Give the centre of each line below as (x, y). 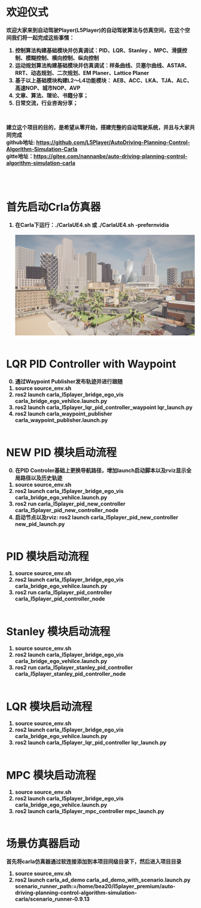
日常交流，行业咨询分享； (46, 103)
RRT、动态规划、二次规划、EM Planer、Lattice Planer (82, 73)
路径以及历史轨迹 (41, 477)
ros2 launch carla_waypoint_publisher (63, 413)
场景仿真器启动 (43, 844)
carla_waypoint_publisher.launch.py (61, 420)
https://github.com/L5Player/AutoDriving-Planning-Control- (113, 142)
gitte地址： (20, 156)
